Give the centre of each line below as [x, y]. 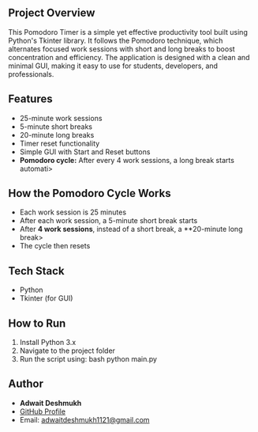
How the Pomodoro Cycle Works [90, 193]
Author [26, 384]
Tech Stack [36, 271]
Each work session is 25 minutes [73, 212]
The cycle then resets [55, 246]
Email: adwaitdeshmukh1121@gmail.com [84, 419]
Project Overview [52, 13]
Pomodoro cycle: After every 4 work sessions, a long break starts [127, 160]
